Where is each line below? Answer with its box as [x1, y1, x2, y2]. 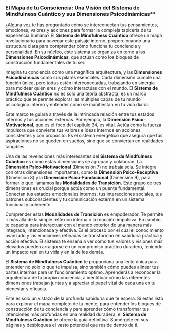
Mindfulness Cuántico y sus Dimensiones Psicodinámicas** [5, 10, 156, 17]
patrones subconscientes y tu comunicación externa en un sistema [5, 196, 145, 202]
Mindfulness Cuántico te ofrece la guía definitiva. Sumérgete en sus [5, 317, 148, 323]
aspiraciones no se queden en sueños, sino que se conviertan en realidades [5, 138, 163, 144]
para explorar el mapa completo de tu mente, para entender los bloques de [5, 301, 161, 307]
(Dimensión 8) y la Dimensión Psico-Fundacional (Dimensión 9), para [5, 175, 151, 181]
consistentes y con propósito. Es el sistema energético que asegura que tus [5, 133, 163, 139]
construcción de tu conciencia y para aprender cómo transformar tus [5, 306, 149, 312]
